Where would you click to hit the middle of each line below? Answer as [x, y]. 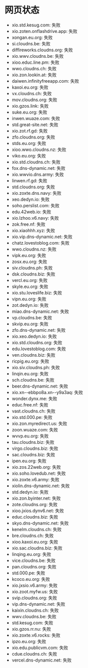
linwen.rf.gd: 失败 [29, 180]
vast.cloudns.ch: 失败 [34, 411]
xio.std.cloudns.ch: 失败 [36, 162]
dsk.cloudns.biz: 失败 [33, 274]
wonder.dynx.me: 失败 [34, 399]
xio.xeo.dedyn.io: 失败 [34, 336]
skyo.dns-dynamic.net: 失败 [40, 523]
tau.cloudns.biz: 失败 [33, 442]
